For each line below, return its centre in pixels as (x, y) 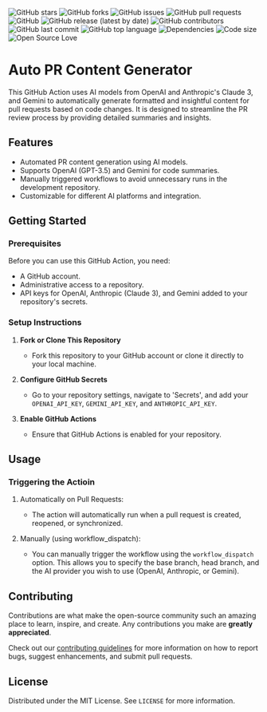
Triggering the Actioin (52, 482)
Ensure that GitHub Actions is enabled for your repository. (126, 434)
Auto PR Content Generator (100, 70)
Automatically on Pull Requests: (72, 500)
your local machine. (64, 364)
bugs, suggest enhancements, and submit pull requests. (100, 657)
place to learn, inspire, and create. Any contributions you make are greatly (131, 624)
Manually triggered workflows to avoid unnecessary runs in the (124, 179)
